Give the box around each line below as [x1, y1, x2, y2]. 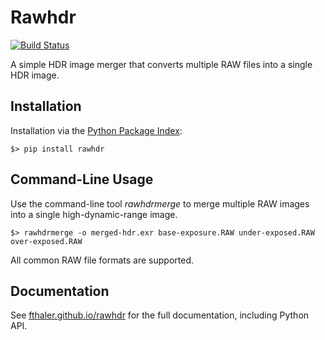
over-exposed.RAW [10, 236, 83, 246]
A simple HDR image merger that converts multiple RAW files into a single [10, 58, 313, 70]
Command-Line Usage [10, 171, 154, 188]
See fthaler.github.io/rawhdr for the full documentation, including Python [10, 309, 310, 321]
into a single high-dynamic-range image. [10, 208, 178, 220]
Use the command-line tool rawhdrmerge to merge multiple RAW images [10, 197, 310, 210]
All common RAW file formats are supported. [10, 254, 195, 266]
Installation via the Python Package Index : [10, 124, 183, 136]
